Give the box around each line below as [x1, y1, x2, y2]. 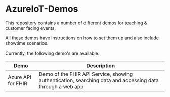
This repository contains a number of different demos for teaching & [5, 20, 148, 26]
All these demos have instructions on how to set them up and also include [5, 35, 159, 41]
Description [86, 62, 115, 69]
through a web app [38, 83, 84, 90]
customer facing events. [5, 25, 56, 31]
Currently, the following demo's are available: [5, 50, 100, 56]
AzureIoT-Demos [5, 3, 78, 15]
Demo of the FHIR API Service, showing [38, 70, 133, 77]
